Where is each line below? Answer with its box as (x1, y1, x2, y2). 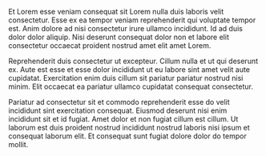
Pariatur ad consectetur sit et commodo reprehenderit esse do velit (8, 98, 230, 106)
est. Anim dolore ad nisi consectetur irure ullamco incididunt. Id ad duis (8, 24, 243, 33)
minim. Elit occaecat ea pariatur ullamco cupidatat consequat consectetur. (8, 82, 254, 91)
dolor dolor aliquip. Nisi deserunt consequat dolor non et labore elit (8, 32, 230, 42)
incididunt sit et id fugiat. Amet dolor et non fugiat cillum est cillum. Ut (8, 114, 239, 123)
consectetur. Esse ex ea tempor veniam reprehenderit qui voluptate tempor (8, 15, 256, 25)
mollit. (8, 140, 29, 149)
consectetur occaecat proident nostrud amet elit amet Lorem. (8, 41, 212, 50)
